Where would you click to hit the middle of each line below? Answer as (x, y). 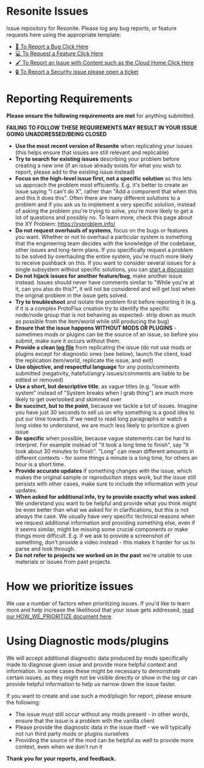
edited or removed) (39, 380)
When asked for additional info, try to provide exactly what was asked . (106, 497)
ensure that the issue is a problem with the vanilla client (85, 720)
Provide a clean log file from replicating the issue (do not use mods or (103, 347)
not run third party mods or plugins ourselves (72, 733)
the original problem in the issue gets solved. (71, 295)
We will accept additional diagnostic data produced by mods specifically (97, 658)
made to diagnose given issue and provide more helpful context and (92, 664)
